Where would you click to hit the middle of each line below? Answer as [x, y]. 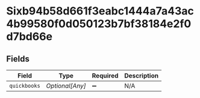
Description [141, 75]
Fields [18, 59]
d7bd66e [30, 37]
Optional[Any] [66, 86]
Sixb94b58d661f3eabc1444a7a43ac [100, 11]
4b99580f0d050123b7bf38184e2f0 [99, 24]
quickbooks [25, 86]
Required [105, 75]
